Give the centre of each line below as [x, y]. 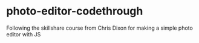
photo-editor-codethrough [75, 11]
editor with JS [24, 34]
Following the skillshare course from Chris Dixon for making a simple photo [100, 28]
